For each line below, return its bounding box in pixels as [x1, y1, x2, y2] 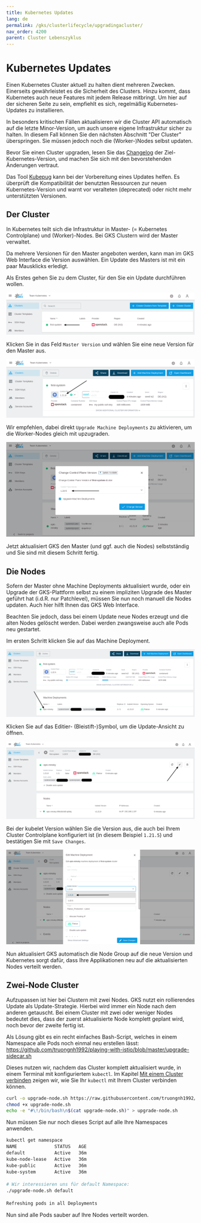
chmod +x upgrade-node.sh [6, 1102, 71, 1108]
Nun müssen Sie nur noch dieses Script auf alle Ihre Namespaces [6, 1119, 168, 1126]
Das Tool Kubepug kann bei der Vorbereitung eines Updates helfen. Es [6, 174, 181, 181]
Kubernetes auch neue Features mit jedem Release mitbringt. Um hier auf [6, 94, 187, 101]
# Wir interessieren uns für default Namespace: [6, 1182, 130, 1188]
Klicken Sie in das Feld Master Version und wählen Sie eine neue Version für [6, 341, 194, 348]
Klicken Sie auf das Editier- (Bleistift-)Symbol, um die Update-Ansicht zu [6, 723, 184, 730]
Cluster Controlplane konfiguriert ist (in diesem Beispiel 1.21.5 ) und [6, 831, 173, 838]
